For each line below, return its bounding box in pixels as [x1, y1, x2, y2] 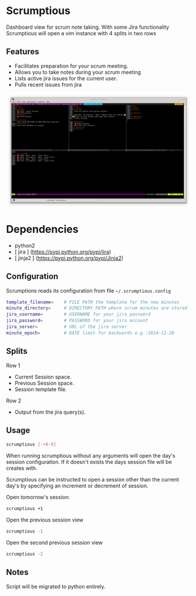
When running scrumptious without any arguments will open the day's [6, 452, 175, 459]
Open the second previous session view [6, 539, 103, 546]
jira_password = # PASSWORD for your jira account [6, 318, 148, 324]
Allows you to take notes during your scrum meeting [14, 69, 141, 76]
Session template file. [14, 385, 67, 392]
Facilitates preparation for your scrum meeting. [14, 62, 129, 69]
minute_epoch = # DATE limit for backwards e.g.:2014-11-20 [6, 330, 175, 336]
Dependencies [6, 222, 79, 236]
